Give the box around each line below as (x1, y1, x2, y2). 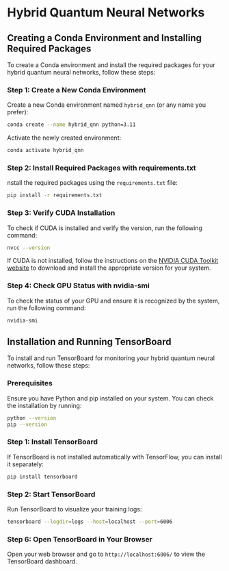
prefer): (7, 108, 29, 116)
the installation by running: (7, 401, 82, 409)
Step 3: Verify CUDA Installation (7, 208, 116, 218)
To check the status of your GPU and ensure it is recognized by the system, (7, 296, 220, 305)
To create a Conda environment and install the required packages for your (7, 61, 215, 69)
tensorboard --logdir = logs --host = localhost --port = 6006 (7, 518, 173, 525)
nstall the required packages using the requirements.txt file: (7, 179, 178, 187)
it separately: (7, 460, 44, 468)
